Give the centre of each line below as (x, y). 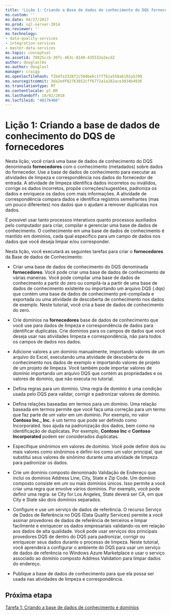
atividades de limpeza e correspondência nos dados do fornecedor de (79, 178)
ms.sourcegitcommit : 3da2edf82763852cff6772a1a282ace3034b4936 (74, 81)
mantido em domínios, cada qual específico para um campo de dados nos (83, 236)
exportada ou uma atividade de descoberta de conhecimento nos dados (88, 300)
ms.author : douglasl (27, 67)
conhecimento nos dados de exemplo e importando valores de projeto (86, 362)
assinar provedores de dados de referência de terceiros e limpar (80, 521)
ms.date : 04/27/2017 (27, 19)
